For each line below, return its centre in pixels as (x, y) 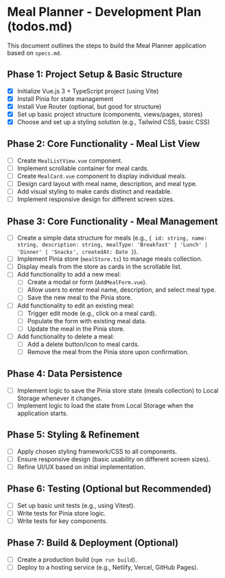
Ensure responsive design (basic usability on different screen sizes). (114, 459)
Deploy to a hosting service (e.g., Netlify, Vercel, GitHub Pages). (108, 567)
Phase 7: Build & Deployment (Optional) (93, 543)
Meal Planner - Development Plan (104, 12)
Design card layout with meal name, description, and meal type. (107, 184)
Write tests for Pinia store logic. (61, 513)
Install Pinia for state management (65, 99)
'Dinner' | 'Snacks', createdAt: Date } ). (78, 252)
